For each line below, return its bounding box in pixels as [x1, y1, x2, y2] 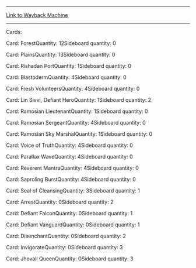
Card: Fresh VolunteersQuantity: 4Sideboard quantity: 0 [6, 85, 140, 92]
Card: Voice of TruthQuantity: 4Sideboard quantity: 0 [6, 142, 133, 149]
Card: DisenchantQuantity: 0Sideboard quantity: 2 [6, 232, 127, 239]
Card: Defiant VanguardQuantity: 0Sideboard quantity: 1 [6, 221, 140, 228]
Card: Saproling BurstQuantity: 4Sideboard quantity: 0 [6, 176, 136, 183]
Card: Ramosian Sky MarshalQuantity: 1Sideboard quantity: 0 [6, 130, 153, 138]
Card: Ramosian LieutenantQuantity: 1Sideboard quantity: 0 [6, 108, 148, 115]
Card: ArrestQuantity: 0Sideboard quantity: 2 [6, 198, 114, 205]
